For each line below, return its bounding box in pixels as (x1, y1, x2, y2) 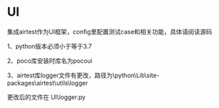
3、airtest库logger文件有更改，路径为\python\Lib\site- (7, 71, 159, 79)
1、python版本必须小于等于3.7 (7, 42, 92, 50)
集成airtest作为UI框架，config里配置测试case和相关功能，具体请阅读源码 (7, 27, 212, 36)
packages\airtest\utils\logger (7, 79, 88, 87)
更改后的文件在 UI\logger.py (7, 93, 86, 101)
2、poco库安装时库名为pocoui (7, 56, 92, 65)
